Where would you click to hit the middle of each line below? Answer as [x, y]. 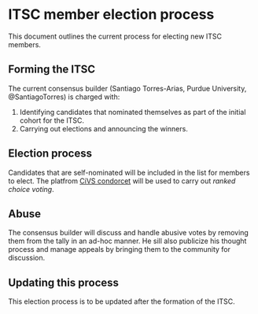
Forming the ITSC [52, 70]
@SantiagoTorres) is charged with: [64, 97]
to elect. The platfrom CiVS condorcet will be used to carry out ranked [122, 181]
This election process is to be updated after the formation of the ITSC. [122, 301]
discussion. [27, 258]
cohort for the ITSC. [52, 120]
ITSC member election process [111, 15]
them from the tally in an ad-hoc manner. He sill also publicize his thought [127, 241]
